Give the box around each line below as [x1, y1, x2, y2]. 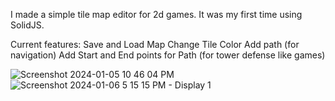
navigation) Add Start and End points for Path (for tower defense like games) [10, 49, 326, 61]
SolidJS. [10, 19, 45, 31]
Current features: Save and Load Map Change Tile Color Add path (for [10, 39, 300, 50]
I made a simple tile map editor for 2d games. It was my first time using [10, 9, 303, 20]
